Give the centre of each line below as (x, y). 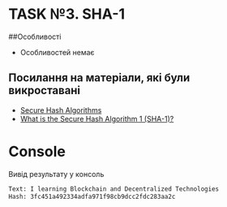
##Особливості (35, 37)
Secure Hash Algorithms (61, 110)
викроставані (45, 91)
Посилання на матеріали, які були (99, 78)
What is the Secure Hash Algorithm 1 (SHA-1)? (97, 119)
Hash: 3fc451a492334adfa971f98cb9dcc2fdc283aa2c (92, 196)
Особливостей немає (57, 52)
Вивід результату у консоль (56, 174)
